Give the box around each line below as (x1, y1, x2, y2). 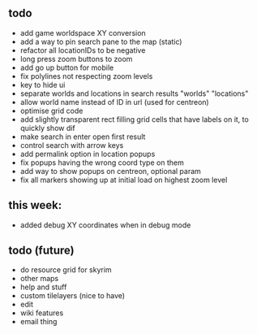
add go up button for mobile (19, 63, 114, 72)
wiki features (19, 308, 64, 318)
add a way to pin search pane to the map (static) (19, 37, 182, 46)
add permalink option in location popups (19, 149, 156, 158)
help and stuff (19, 282, 67, 292)
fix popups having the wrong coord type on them (19, 158, 184, 167)
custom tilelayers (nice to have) (19, 291, 126, 301)
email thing (19, 317, 58, 327)
